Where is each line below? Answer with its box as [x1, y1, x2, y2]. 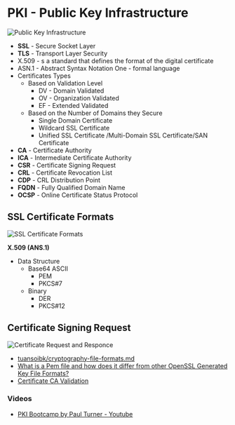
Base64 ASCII [27, 264, 69, 273]
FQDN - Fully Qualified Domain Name [17, 183, 126, 191]
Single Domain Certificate [38, 116, 113, 124]
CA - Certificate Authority [17, 146, 93, 154]
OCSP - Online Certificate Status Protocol [17, 191, 138, 199]
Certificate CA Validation [17, 377, 89, 385]
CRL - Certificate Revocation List [17, 168, 113, 177]
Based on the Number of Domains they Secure [27, 109, 163, 117]
